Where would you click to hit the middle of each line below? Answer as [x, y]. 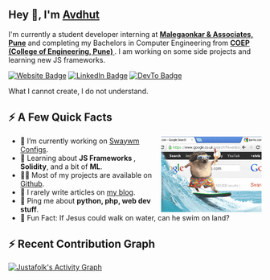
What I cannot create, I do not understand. [78, 91]
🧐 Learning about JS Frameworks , [78, 158]
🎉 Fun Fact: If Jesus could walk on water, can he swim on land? [125, 217]
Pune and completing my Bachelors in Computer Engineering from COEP [129, 43]
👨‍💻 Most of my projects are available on [86, 175]
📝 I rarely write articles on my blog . [78, 192]
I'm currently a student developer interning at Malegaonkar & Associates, [131, 34]
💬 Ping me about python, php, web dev [85, 200]
